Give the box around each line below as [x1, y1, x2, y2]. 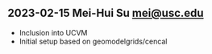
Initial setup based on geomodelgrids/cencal [19, 36, 168, 46]
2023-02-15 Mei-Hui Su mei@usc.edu [7, 6, 204, 20]
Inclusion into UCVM [19, 27, 88, 37]
